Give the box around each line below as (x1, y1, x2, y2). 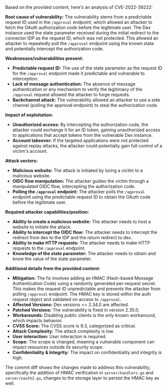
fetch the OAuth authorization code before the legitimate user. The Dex (5, 24, 151, 30)
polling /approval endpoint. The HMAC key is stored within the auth (12, 291, 151, 297)
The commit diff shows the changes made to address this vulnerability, (5, 365, 151, 370)
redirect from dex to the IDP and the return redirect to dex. (12, 235, 133, 240)
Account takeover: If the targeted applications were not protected (12, 137, 149, 143)
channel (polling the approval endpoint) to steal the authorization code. (12, 102, 159, 108)
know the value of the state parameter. (12, 256, 92, 262)
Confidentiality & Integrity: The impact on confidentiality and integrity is (12, 350, 162, 355)
